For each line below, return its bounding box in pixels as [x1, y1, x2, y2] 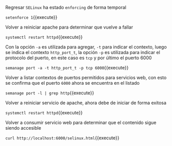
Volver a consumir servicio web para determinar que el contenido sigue [5, 119, 157, 126]
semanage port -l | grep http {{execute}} [5, 90, 94, 96]
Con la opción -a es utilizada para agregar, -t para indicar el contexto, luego [5, 44, 167, 50]
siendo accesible [5, 125, 42, 131]
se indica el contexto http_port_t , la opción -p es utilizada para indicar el [5, 50, 160, 55]
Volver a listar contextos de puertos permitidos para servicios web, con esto [5, 75, 167, 81]
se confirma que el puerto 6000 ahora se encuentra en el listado [5, 80, 140, 86]
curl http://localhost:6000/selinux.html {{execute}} [5, 135, 120, 141]
